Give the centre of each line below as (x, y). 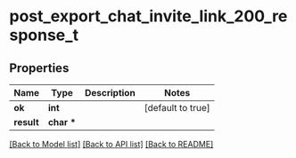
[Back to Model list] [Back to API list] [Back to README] (111, 144)
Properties (39, 68)
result (27, 122)
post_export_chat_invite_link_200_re (148, 16)
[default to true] (177, 108)
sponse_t (44, 35)
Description (110, 93)
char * (62, 122)
